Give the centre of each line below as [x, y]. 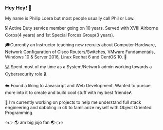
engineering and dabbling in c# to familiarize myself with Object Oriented [78, 108]
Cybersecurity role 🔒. [26, 74]
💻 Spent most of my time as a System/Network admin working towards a [79, 67]
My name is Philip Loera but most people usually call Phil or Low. [70, 19]
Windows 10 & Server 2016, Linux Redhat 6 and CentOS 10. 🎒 [66, 57]
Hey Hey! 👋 [18, 8]
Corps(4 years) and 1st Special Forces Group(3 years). [60, 35]
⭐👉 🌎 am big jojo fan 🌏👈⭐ [34, 122]
